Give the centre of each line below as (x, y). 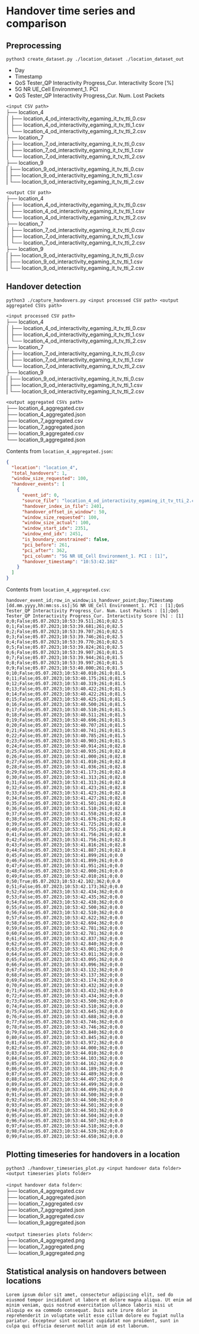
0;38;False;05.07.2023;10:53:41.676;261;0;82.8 (66, 819)
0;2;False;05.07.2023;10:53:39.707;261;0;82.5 (65, 632)
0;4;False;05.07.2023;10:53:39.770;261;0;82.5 (65, 642)
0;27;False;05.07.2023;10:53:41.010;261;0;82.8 (66, 762)
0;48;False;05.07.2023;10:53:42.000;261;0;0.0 (65, 871)
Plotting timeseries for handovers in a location (93, 1155)
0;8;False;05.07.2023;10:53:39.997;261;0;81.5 (65, 663)
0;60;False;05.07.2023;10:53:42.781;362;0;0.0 (65, 934)
